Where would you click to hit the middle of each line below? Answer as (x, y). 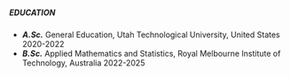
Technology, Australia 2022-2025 (83, 63)
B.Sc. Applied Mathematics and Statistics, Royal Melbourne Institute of (151, 53)
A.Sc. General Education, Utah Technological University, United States (151, 35)
